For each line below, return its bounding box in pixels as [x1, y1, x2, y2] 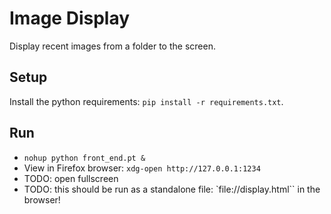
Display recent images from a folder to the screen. [9, 40, 216, 52]
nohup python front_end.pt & [23, 153, 146, 163]
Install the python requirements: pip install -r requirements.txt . [9, 95, 284, 107]
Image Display [9, 7, 131, 30]
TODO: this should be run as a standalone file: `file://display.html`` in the [23, 183, 321, 195]
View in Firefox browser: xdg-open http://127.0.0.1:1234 [23, 162, 261, 174]
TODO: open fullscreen [23, 172, 119, 184]
